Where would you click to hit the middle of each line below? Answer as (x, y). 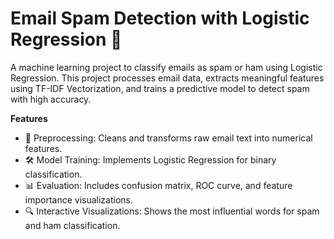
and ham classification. (72, 225)
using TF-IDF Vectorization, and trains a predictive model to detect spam (160, 88)
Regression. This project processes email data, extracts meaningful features (167, 78)
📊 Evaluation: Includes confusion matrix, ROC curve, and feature (158, 185)
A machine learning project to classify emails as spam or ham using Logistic (166, 67)
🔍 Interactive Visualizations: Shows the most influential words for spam (172, 211)
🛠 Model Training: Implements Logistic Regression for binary (150, 159)
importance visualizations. (79, 199)
